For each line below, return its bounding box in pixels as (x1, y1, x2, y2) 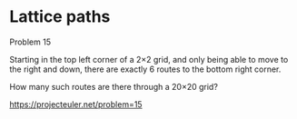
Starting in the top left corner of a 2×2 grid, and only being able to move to (9, 54, 289, 64)
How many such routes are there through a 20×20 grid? (9, 81, 218, 92)
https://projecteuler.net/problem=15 (9, 98, 143, 110)
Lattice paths (9, 6, 111, 27)
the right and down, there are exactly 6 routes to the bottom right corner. (9, 64, 282, 74)
